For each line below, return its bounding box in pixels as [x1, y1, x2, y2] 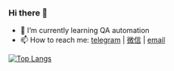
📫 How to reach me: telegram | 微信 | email [19, 35, 166, 45]
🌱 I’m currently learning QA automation [19, 26, 150, 35]
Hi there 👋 [8, 7, 49, 19]
